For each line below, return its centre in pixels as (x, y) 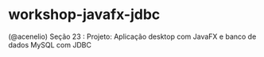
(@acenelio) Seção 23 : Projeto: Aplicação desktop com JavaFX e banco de (132, 36)
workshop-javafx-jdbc (84, 15)
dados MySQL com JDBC (50, 44)
